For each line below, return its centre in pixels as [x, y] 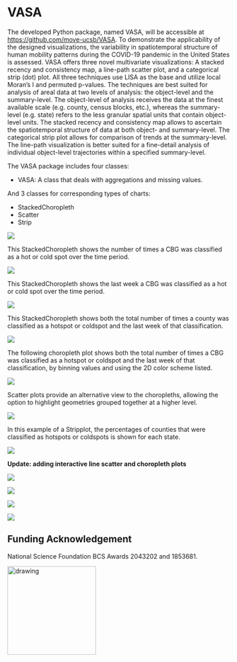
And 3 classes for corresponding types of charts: [79, 193]
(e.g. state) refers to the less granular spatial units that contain [113, 115]
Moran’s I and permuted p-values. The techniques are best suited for [108, 84]
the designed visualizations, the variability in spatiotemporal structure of [112, 47]
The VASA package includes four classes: [68, 166]
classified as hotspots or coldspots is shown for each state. [94, 437]
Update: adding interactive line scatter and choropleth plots [97, 464]
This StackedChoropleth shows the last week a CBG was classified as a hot [117, 283]
